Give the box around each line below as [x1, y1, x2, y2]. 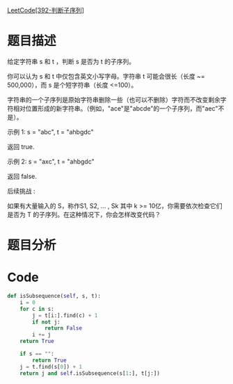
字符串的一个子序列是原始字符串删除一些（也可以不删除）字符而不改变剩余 [7, 95, 220, 104]
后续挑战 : [7, 186, 35, 195]
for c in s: [19, 305, 54, 312]
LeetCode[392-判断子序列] [7, 6, 85, 14]
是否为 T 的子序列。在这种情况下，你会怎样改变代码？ [7, 210, 161, 218]
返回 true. [7, 142, 35, 151]
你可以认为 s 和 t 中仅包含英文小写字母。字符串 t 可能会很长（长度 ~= [7, 72, 205, 80]
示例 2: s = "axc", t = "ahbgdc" [7, 157, 95, 166]
